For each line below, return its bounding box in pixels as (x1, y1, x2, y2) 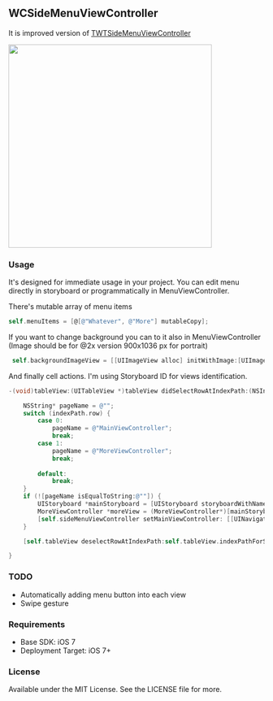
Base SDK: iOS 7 (19, 637, 76, 647)
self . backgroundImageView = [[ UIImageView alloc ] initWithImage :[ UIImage (11, 356, 267, 364)
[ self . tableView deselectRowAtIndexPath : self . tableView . (23, 537, 220, 546)
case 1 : (37, 439, 63, 448)
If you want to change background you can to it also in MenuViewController (8, 332, 262, 342)
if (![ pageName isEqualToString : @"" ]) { (23, 492, 162, 501)
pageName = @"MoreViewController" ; (51, 446, 173, 455)
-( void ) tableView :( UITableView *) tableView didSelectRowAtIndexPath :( (8, 386, 253, 395)
